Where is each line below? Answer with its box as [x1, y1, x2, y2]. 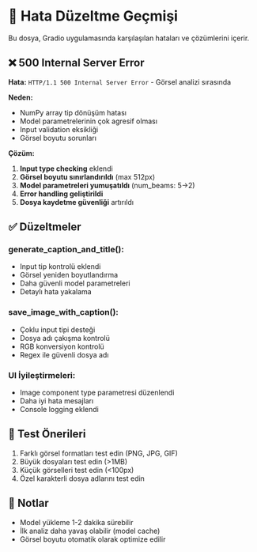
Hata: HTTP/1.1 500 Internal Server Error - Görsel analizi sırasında [8, 77, 232, 86]
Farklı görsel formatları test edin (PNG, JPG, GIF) [19, 448, 178, 458]
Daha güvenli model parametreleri [19, 278, 130, 288]
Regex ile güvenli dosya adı [19, 350, 109, 359]
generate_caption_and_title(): [8, 244, 124, 255]
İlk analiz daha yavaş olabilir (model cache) [19, 526, 161, 535]
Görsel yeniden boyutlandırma [19, 270, 119, 280]
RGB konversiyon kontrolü [19, 342, 104, 351]
